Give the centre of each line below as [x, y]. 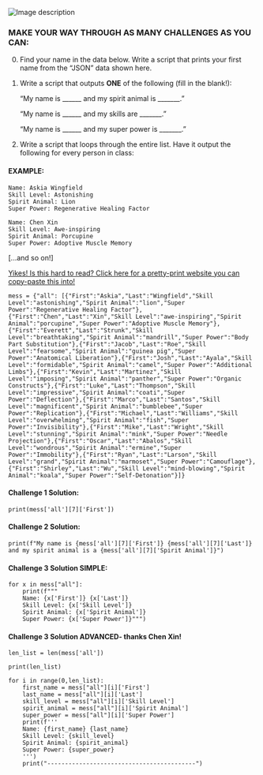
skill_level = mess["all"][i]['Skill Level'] [99, 702]
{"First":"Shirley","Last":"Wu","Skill [74, 468]
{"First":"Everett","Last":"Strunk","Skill [81, 330]
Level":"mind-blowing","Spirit [194, 468]
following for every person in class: [77, 153]
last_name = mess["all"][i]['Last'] [83, 695]
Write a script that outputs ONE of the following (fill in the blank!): [126, 84]
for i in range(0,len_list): [56, 681]
